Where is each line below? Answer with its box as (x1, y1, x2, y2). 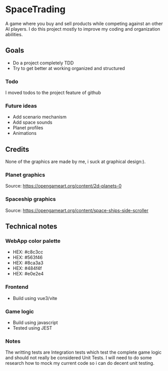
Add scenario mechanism (12, 114, 67, 120)
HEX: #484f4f (12, 265, 42, 271)
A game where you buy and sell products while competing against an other (5, 20, 163, 27)
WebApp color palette (5, 238, 61, 245)
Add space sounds (12, 119, 53, 126)
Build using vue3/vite (12, 295, 58, 301)
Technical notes (5, 222, 58, 231)
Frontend (5, 284, 29, 291)
